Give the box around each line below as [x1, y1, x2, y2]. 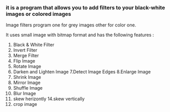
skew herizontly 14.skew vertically [13, 96, 85, 102]
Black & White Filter [13, 42, 54, 48]
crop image [13, 101, 38, 107]
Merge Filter [13, 52, 39, 59]
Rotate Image [13, 63, 41, 70]
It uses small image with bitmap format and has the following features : [6, 32, 154, 38]
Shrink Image [13, 74, 41, 80]
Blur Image [13, 91, 36, 97]
